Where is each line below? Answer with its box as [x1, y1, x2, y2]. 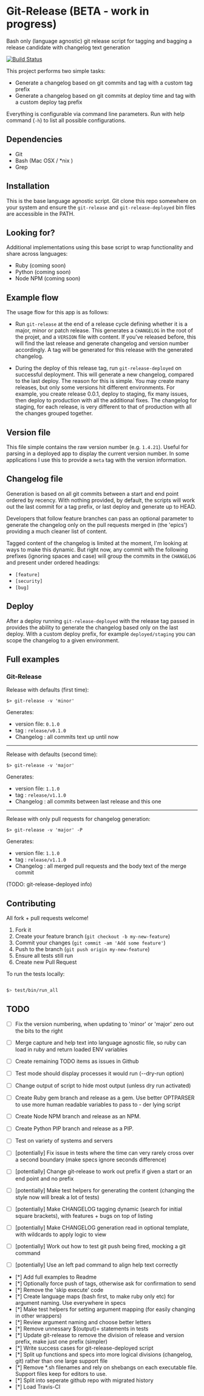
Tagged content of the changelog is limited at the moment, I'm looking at [6, 539, 188, 546]
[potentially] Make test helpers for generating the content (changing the [15, 1186, 195, 1194]
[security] [15, 578, 43, 584]
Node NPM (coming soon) [15, 275, 81, 282]
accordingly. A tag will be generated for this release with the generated [15, 346, 193, 354]
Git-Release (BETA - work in [6, 4, 149, 18]
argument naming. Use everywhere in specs [15, 1299, 126, 1306]
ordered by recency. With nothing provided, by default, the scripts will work [6, 497, 195, 504]
